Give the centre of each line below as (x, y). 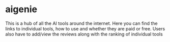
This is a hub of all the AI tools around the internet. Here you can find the (81, 23)
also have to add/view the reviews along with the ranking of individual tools (84, 34)
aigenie (21, 9)
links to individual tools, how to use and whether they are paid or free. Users (85, 28)
